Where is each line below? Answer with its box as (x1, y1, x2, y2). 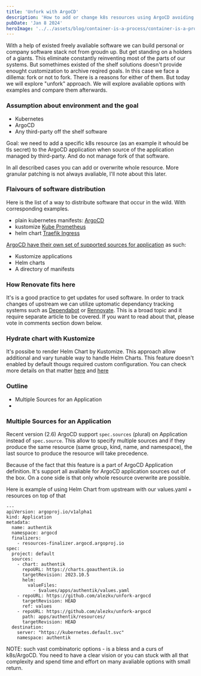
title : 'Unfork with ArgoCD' (6, 8, 79, 15)
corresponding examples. (6, 205, 69, 212)
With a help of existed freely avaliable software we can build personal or (6, 42, 184, 49)
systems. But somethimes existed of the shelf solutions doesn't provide (6, 61, 182, 68)
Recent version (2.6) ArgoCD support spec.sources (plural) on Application (6, 431, 188, 438)
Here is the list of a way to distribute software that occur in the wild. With (6, 198, 186, 206)
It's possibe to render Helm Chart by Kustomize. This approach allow (6, 348, 176, 355)
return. (6, 665, 23, 672)
